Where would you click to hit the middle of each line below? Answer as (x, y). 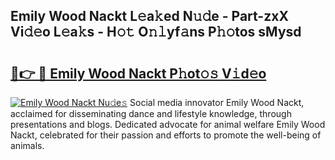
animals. (27, 145)
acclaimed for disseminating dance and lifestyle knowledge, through (151, 113)
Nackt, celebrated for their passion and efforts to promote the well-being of (166, 135)
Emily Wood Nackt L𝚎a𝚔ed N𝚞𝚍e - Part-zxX (149, 16)
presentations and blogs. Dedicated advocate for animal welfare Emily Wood (168, 124)
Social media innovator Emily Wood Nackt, (217, 102)
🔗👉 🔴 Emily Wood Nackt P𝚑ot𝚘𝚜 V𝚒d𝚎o (138, 73)
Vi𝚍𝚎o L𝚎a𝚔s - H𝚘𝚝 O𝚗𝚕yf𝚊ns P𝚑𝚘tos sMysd (156, 32)
